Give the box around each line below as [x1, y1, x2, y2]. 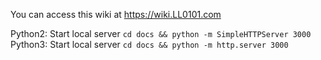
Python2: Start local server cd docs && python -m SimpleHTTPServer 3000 [10, 28, 312, 39]
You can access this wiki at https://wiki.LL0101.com [10, 9, 222, 20]
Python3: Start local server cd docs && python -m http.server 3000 [10, 39, 289, 50]
